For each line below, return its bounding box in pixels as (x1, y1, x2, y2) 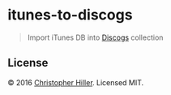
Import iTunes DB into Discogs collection (27, 32, 164, 42)
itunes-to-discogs (7, 6, 133, 24)
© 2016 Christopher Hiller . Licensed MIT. (7, 77, 144, 87)
